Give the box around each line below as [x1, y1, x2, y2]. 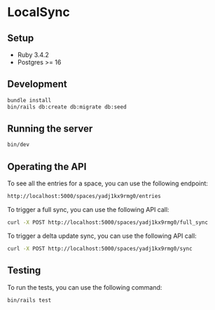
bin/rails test [7, 297, 52, 304]
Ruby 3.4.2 [17, 50, 49, 59]
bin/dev [7, 141, 30, 148]
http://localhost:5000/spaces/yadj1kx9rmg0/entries [7, 193, 161, 200]
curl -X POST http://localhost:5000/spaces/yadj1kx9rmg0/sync [7, 245, 193, 252]
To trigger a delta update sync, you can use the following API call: [7, 232, 197, 240]
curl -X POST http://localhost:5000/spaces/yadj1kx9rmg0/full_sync [7, 218, 209, 226]
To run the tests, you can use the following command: [7, 283, 162, 291]
